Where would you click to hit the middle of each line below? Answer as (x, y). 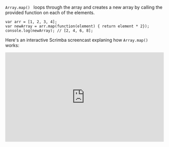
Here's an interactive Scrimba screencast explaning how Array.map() (77, 40)
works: (12, 45)
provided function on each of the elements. (50, 13)
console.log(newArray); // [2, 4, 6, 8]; (49, 31)
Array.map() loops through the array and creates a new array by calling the (84, 7)
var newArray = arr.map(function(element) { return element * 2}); (77, 26)
